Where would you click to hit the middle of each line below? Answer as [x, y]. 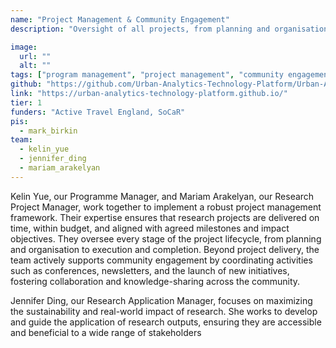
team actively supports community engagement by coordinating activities [161, 260]
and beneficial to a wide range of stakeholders [106, 332]
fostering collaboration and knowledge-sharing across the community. [155, 281]
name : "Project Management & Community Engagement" [120, 19]
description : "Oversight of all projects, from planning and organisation [169, 29]
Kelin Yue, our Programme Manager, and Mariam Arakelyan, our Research [162, 196]
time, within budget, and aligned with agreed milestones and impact [150, 228]
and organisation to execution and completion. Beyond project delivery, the [165, 249]
